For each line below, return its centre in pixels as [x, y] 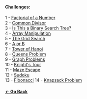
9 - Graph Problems [25, 59]
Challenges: [18, 7]
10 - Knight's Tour [23, 65]
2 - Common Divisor [26, 23]
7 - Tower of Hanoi [24, 49]
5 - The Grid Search [25, 39]
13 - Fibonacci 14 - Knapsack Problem [43, 80]
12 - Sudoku [17, 75]
